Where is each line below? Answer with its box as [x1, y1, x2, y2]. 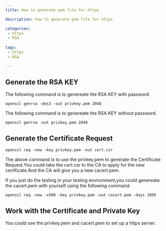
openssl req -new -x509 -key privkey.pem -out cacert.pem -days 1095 [5, 193, 157, 198]
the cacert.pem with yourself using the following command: [5, 182, 131, 189]
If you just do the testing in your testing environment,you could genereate [5, 177, 160, 183]
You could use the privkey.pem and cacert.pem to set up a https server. [5, 220, 156, 226]
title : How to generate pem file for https [5, 7, 100, 13]
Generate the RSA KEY [5, 78, 79, 87]
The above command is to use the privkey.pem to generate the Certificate [5, 156, 161, 163]
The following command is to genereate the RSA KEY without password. [5, 110, 157, 117]
